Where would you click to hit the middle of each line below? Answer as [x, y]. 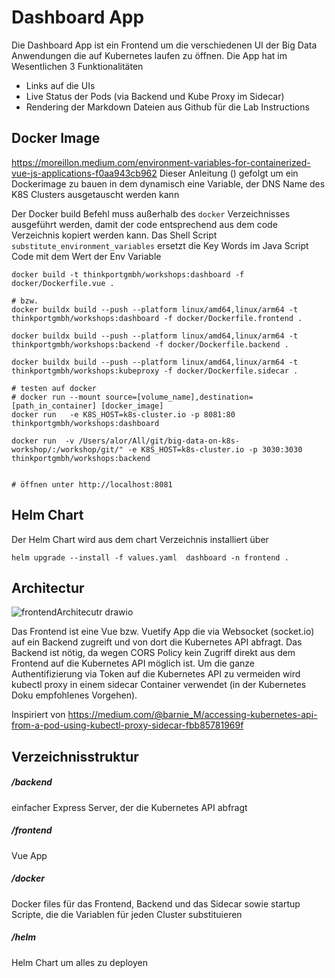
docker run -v [43, 441]
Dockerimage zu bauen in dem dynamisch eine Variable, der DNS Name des [168, 183]
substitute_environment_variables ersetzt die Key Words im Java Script [160, 245]
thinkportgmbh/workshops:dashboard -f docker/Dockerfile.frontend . [157, 318]
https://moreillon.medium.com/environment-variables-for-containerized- [161, 162]
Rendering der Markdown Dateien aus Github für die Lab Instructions [167, 107]
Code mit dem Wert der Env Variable [86, 256]
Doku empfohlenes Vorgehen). [74, 695]
